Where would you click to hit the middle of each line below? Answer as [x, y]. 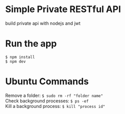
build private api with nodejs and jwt [43, 23]
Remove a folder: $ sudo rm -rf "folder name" [54, 95]
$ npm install [20, 57]
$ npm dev [16, 62]
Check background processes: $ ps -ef [47, 101]
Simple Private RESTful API [63, 9]
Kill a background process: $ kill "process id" [55, 106]
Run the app [31, 44]
